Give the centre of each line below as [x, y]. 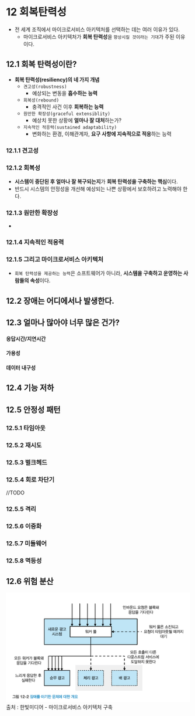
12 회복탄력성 [36, 12]
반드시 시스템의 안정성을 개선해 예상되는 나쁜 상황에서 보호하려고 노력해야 [98, 189]
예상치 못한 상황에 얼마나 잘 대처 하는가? [76, 120]
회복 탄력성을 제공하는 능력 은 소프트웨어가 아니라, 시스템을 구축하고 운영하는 [98, 273]
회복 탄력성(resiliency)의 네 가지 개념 [57, 79]
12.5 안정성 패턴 [33, 410]
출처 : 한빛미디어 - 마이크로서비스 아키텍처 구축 [59, 707]
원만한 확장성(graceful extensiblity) [67, 114]
